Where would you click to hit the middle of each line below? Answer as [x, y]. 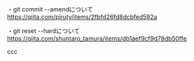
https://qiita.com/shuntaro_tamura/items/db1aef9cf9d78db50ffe [97, 38]
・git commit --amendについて [50, 9]
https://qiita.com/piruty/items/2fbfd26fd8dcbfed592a [82, 17]
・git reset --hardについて [43, 31]
